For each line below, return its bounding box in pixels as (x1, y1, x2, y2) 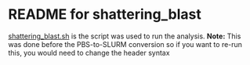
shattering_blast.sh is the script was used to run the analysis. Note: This (8, 31, 241, 41)
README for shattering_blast (8, 5, 201, 23)
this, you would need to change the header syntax (8, 48, 170, 57)
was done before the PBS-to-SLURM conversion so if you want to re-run (8, 39, 243, 49)
